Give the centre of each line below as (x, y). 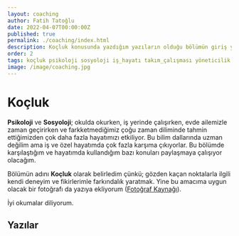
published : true (31, 34)
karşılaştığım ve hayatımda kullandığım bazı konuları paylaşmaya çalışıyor (115, 152)
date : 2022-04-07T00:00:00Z (49, 27)
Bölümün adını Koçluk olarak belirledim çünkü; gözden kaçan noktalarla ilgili (119, 174)
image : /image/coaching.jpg (49, 67)
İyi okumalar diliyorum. (41, 202)
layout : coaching (33, 14)
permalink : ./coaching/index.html (59, 41)
